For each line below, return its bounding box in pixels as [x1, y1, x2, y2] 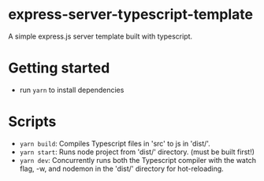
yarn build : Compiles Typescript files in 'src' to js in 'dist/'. [19, 139, 210, 148]
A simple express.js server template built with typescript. [8, 31, 193, 41]
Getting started [8, 59, 110, 77]
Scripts [8, 113, 57, 131]
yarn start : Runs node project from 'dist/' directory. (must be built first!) [19, 147, 255, 157]
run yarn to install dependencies [19, 85, 125, 94]
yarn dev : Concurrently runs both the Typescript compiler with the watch [19, 155, 256, 164]
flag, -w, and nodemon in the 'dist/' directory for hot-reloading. [19, 164, 225, 173]
